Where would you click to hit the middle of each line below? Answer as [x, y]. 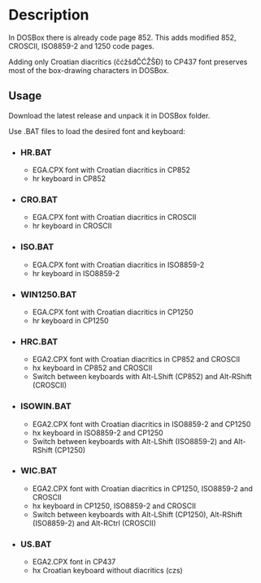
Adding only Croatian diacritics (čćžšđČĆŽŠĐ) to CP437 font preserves [128, 62]
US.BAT [36, 544]
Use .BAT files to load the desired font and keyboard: [97, 131]
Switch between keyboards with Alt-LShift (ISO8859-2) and [132, 441]
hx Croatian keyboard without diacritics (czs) [107, 571]
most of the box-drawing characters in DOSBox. [89, 70]
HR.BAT [36, 152]
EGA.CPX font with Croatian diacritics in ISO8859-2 [118, 265]
